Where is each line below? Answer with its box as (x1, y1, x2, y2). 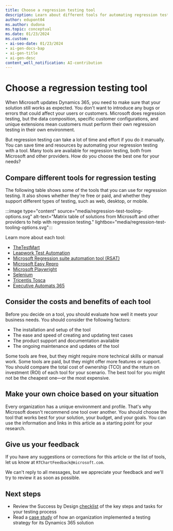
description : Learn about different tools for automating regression (5, 12, 158, 17)
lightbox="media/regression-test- (95, 219, 166, 225)
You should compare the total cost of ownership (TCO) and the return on (5, 364, 160, 370)
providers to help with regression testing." (5, 219, 94, 225)
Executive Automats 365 (12, 282, 65, 289)
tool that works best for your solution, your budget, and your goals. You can (5, 414, 166, 420)
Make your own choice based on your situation (5, 390, 159, 399)
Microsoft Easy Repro (12, 261, 59, 267)
